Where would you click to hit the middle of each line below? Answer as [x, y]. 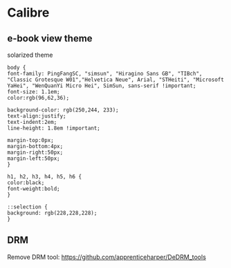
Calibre [28, 13]
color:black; [26, 183]
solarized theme [30, 55]
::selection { [28, 207]
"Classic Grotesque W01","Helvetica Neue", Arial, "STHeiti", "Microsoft [116, 80]
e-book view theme [50, 38]
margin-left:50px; [34, 159]
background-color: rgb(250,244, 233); [63, 110]
